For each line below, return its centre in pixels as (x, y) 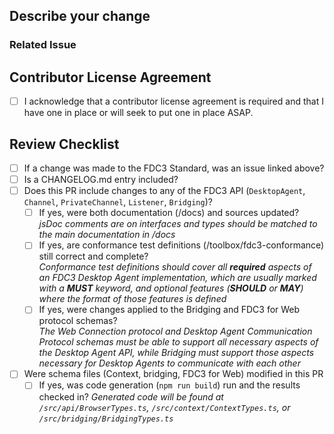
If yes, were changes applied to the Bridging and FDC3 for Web (169, 310)
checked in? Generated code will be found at (131, 396)
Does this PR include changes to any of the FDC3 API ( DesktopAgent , (164, 191)
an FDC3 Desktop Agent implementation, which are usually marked (177, 278)
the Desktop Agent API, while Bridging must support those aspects (176, 353)
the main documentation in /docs (107, 235)
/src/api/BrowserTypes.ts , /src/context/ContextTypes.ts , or (164, 407)
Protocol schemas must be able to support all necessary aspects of (178, 342)
